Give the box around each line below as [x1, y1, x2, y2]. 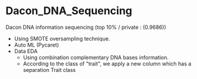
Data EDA [14, 47, 38, 54]
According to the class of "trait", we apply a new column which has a [23, 60, 192, 67]
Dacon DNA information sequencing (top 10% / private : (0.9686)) [5, 24, 167, 31]
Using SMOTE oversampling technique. [14, 35, 110, 42]
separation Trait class [23, 66, 76, 73]
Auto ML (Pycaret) [14, 41, 59, 48]
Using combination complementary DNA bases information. [23, 54, 169, 61]
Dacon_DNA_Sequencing [5, 4, 133, 18]
